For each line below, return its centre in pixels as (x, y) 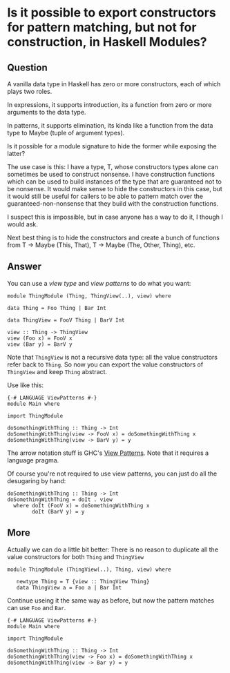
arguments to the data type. (47, 112)
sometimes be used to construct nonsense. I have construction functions (111, 174)
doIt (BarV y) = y (58, 511)
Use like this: (25, 385)
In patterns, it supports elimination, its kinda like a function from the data (110, 125)
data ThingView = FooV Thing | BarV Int (66, 320)
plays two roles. (30, 91)
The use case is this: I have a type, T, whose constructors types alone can (113, 167)
